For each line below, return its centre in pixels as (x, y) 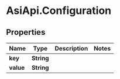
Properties (26, 32)
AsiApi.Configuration (59, 11)
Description (71, 49)
